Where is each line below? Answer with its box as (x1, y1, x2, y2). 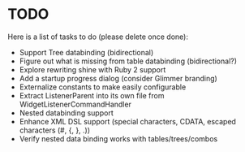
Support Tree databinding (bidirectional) (19, 47, 154, 57)
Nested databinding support (19, 107, 114, 118)
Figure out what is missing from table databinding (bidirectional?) (19, 56, 237, 66)
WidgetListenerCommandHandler (19, 99, 131, 109)
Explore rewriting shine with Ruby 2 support (19, 64, 166, 74)
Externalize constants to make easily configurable (19, 82, 187, 92)
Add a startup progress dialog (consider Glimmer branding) (19, 73, 218, 83)
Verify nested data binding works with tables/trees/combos (19, 133, 218, 143)
